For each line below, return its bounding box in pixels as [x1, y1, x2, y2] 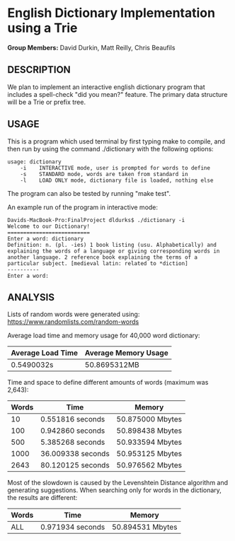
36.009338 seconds [40, 449, 110, 459]
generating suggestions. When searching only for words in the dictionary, [7, 486, 222, 494]
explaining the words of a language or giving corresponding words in [7, 248, 220, 255]
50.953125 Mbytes [116, 449, 183, 459]
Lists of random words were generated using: [7, 310, 140, 319]
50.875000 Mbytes [116, 414, 183, 424]
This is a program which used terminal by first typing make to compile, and [7, 136, 225, 146]
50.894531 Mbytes [112, 522, 178, 532]
